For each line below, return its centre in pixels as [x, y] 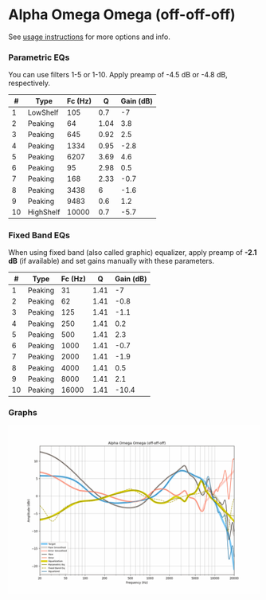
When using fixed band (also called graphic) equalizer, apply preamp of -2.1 [133, 253]
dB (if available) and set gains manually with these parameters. [111, 261]
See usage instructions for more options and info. [90, 37]
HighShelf [44, 212]
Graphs [23, 413]
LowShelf [43, 112]
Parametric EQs [39, 57]
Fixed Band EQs [39, 235]
